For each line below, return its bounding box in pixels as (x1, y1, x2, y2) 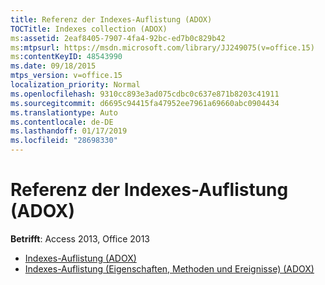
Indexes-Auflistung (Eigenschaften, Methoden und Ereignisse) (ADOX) (24, 262, 315, 275)
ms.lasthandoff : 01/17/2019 (10, 126, 128, 136)
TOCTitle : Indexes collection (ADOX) (10, 24, 168, 34)
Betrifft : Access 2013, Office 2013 (10, 232, 151, 245)
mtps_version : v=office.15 (10, 71, 123, 81)
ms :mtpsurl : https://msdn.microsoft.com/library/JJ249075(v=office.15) (10, 42, 315, 53)
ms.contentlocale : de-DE (10, 117, 114, 127)
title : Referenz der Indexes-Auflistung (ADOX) (10, 14, 213, 25)
